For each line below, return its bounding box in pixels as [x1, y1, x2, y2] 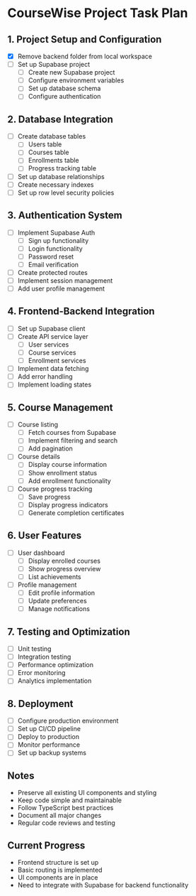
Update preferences [28, 597, 87, 605]
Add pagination [28, 444, 73, 453]
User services [28, 340, 69, 349]
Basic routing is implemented [17, 865, 103, 875]
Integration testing [17, 652, 71, 662]
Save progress [28, 492, 71, 501]
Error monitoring [17, 669, 66, 677]
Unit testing [17, 644, 52, 653]
